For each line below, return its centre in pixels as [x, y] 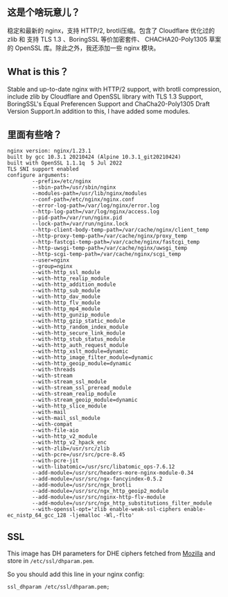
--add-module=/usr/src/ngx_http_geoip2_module [100, 491]
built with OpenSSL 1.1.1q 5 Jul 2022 [65, 163]
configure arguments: [38, 176]
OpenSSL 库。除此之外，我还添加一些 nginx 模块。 [87, 48]
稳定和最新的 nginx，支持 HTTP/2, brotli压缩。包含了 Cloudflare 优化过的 [111, 31]
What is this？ [38, 72]
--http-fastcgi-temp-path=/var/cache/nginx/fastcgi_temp [116, 242]
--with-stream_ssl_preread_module [82, 388]
